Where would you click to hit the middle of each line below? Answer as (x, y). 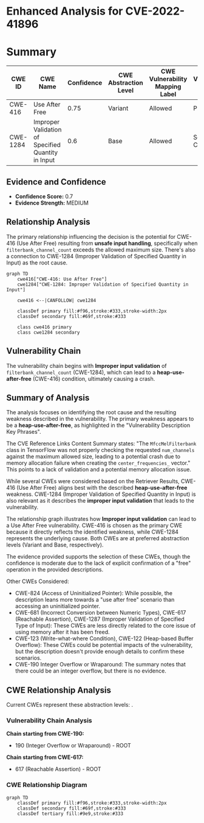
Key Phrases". (24, 432)
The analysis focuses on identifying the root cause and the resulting (91, 412)
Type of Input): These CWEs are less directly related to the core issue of (105, 626)
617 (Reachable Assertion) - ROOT (58, 769)
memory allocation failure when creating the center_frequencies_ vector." (98, 463)
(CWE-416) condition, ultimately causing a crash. (94, 378)
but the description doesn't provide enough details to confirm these (100, 652)
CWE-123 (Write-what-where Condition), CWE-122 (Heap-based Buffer (104, 638)
